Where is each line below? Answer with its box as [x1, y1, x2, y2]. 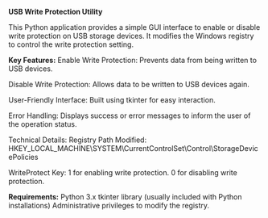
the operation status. [8, 119, 77, 128]
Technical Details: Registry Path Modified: [8, 135, 147, 145]
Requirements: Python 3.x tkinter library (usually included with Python [8, 192, 242, 201]
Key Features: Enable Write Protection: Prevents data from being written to [8, 56, 258, 65]
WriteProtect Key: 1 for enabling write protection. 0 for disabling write [8, 168, 237, 177]
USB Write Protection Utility [8, 7, 103, 16]
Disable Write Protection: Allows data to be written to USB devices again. [8, 80, 249, 89]
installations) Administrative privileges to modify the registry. [8, 201, 210, 210]
